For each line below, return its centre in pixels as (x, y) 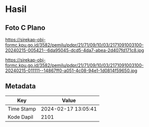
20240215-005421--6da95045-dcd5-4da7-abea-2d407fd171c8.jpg (74, 50)
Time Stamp (22, 108)
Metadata (20, 86)
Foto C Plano (25, 28)
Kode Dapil (20, 117)
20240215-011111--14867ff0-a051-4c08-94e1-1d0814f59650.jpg (71, 70)
